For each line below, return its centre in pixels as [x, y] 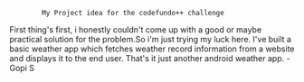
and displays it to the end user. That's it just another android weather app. [147, 58]
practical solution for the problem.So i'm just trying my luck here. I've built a [151, 39]
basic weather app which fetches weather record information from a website [152, 49]
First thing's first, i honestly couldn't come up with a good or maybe [136, 30]
